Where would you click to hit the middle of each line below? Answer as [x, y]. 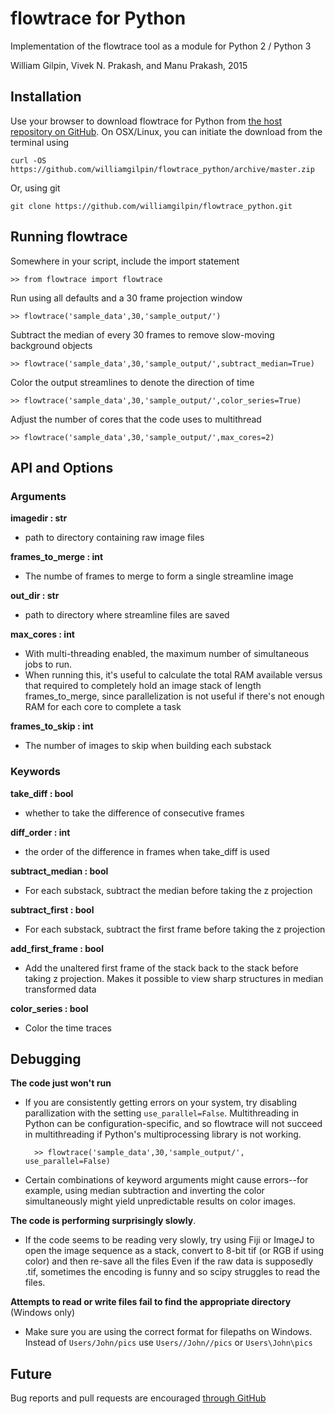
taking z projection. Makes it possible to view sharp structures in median [174, 978]
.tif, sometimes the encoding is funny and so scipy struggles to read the [172, 1272]
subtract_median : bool [59, 871]
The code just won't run [61, 1083]
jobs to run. [48, 664]
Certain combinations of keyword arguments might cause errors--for [166, 1180]
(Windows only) [43, 1313]
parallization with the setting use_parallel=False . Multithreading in [162, 1113]
